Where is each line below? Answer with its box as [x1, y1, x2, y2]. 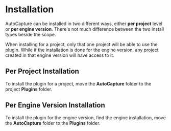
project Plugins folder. [5, 86, 53, 92]
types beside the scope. [5, 31, 56, 37]
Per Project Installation [5, 67, 79, 76]
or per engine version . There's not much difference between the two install [5, 26, 164, 32]
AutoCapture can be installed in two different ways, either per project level [5, 20, 162, 27]
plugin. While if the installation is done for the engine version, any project [5, 47, 159, 53]
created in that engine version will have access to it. [5, 52, 115, 58]
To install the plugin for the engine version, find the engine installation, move [5, 114, 166, 121]
